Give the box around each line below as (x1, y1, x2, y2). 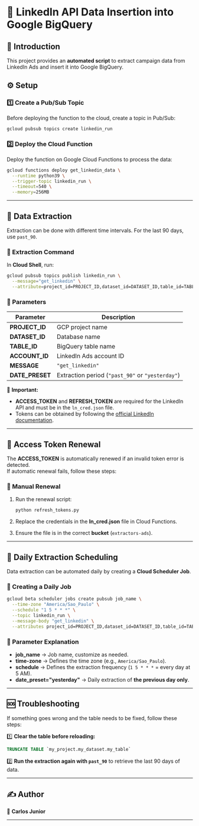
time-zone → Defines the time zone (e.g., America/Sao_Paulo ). (15, 657, 167, 664)
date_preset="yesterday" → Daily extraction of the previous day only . (15, 676, 190, 683)
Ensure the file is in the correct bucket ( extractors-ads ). (15, 530, 153, 537)
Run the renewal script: (15, 496, 72, 503)
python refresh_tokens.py (15, 507, 79, 514)
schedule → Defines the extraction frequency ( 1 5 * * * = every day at (15, 663, 191, 670)
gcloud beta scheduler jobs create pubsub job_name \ (6, 596, 142, 602)
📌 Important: (6, 386, 39, 393)
